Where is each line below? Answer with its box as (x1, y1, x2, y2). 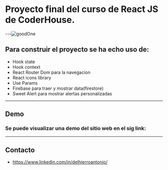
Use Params (12, 80, 38, 86)
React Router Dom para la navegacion (12, 69, 91, 75)
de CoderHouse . (5, 14, 75, 26)
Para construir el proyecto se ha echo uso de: (5, 45, 149, 54)
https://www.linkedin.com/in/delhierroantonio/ (12, 159, 108, 165)
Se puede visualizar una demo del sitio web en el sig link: (5, 125, 146, 132)
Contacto (5, 145, 35, 154)
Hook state (12, 59, 35, 65)
